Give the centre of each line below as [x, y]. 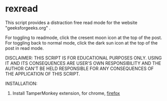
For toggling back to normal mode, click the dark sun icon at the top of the [82, 42]
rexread [22, 9]
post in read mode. [24, 48]
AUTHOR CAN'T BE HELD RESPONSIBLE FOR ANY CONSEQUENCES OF [80, 68]
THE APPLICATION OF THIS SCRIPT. [43, 73]
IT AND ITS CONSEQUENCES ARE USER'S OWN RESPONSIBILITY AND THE [83, 63]
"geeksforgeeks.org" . [28, 27]
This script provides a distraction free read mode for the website [71, 22]
